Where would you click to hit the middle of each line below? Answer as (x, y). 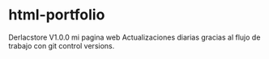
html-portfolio (57, 15)
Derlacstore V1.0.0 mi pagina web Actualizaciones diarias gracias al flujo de (134, 37)
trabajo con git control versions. (62, 45)
